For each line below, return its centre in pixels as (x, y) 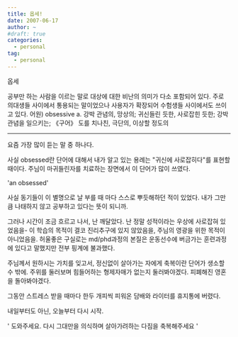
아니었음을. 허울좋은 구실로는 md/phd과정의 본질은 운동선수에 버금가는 (105, 239)
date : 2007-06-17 (33, 21)
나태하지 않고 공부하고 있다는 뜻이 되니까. (72, 206)
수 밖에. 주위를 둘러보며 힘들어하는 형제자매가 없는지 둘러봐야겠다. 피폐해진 (110, 272)
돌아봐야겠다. (33, 280)
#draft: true (27, 34)
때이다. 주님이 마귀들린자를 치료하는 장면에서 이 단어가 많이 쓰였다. (99, 168)
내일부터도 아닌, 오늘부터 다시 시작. (56, 311)
